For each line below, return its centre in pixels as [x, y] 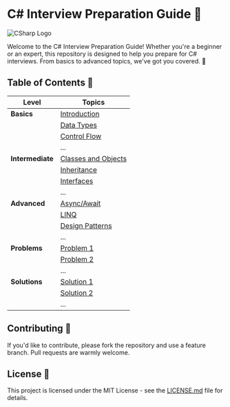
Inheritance [79, 169]
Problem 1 [77, 248]
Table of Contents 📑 [50, 83]
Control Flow [81, 136]
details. [18, 398]
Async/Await [81, 203]
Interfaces [77, 180]
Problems [27, 248]
